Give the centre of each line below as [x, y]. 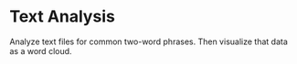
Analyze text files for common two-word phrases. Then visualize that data [148, 41]
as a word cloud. [41, 50]
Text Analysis [63, 17]
